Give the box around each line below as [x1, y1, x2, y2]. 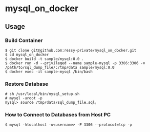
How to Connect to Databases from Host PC [5, 112, 111, 118]
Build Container [5, 37, 43, 44]
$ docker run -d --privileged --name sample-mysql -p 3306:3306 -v [5, 60, 146, 66]
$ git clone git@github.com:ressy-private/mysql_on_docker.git [5, 48, 137, 53]
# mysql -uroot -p [5, 96, 43, 101]
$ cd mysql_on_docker [5, 52, 49, 57]
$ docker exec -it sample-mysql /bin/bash [5, 69, 93, 74]
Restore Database [5, 80, 48, 87]
